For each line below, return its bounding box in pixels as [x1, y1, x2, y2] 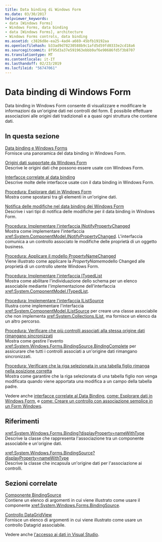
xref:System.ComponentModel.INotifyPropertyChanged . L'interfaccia [5, 233, 143, 239]
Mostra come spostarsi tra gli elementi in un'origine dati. [5, 194, 118, 199]
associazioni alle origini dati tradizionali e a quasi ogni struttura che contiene [5, 113, 157, 119]
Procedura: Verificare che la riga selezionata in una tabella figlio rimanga [5, 362, 150, 369]
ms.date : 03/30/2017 [5, 12, 47, 16]
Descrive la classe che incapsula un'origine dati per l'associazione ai [5, 460, 142, 466]
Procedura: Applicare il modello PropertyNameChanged [5, 253, 116, 259]
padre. [5, 383, 18, 389]
